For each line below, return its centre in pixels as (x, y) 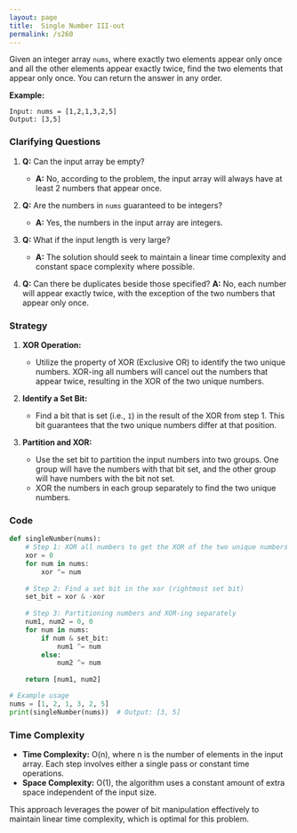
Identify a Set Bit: (55, 398)
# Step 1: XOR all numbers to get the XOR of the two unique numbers (157, 547)
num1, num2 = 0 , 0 (59, 622)
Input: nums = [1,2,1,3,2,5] (63, 112)
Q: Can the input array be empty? (83, 161)
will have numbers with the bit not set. (105, 478)
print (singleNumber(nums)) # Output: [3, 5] (95, 712)
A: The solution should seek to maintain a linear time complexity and (161, 257)
